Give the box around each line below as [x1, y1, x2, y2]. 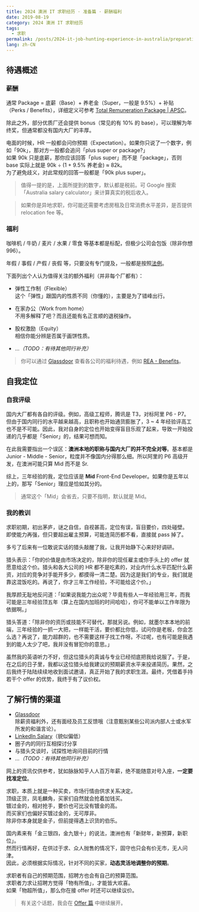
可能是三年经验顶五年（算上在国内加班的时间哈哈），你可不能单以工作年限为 [6, 598, 191, 605]
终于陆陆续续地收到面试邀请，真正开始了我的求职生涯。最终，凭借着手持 [16, 668, 193, 675]
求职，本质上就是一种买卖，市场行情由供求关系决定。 [6, 787, 136, 795]
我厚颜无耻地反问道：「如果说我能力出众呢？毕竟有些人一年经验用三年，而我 [6, 591, 191, 598]
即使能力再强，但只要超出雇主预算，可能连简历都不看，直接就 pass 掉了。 [6, 531, 187, 538]
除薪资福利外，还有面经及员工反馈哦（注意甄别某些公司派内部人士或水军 [14, 718, 191, 725]
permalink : [6, 36, 33, 42]
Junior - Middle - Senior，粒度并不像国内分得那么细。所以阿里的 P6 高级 [6, 452, 183, 460]
